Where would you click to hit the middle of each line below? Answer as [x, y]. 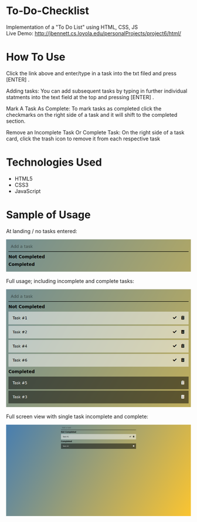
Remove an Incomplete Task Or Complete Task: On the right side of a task [95, 132]
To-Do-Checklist [47, 11]
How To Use [36, 57]
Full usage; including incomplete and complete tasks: [70, 281]
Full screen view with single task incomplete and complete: [77, 417]
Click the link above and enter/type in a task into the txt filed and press [91, 73]
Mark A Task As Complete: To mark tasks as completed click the [84, 108]
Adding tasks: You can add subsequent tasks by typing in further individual [97, 91]
